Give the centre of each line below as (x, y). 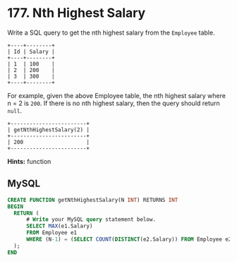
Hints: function (29, 161)
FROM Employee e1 (51, 233)
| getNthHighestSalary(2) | (49, 130)
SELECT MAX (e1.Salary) (59, 226)
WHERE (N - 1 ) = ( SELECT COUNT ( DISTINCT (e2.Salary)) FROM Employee (124, 239)
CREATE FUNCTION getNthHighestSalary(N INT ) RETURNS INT (93, 200)
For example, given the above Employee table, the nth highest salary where (116, 95)
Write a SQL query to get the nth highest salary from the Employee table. (111, 32)
